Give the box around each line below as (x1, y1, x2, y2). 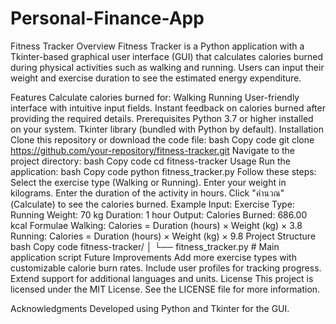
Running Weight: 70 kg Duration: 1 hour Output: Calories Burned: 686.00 (10, 208, 308, 221)
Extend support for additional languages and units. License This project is (10, 272, 314, 284)
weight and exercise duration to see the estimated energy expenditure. (10, 72, 302, 84)
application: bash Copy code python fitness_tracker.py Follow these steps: (10, 165, 317, 177)
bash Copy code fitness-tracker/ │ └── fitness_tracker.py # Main (10, 240, 280, 252)
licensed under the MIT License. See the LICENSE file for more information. (10, 283, 321, 295)
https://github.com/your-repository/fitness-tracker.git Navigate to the (10, 144, 295, 156)
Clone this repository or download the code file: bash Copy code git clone (10, 133, 315, 146)
